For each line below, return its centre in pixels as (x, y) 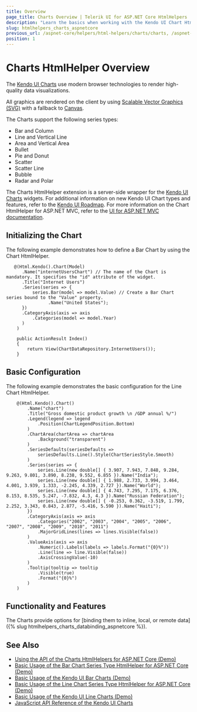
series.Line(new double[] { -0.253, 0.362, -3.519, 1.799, (111, 501)
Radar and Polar (34, 180)
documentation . (25, 217)
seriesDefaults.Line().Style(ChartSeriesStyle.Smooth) (106, 455)
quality (14, 90)
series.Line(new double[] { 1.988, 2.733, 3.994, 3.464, (108, 480)
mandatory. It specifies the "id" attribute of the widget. (81, 277)
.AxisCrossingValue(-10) (68, 557)
